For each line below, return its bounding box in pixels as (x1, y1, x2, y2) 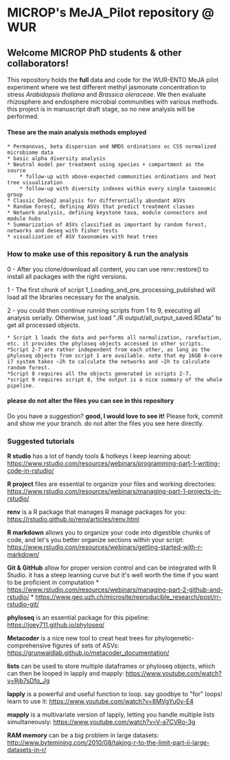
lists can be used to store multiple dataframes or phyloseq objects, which (7, 662, 216, 670)
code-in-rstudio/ (7, 467, 54, 475)
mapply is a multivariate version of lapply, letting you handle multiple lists (7, 711, 215, 719)
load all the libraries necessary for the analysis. (7, 293, 141, 301)
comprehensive (7, 641, 51, 649)
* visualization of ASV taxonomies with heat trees (7, 234, 158, 241)
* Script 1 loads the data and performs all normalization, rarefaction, (7, 334, 223, 341)
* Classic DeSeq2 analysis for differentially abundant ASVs (7, 197, 186, 204)
